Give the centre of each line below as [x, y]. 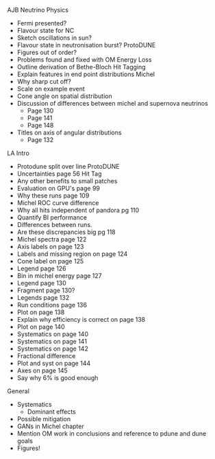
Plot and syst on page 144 [54, 363]
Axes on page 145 [42, 370]
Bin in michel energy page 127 [60, 276]
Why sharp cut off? [44, 81]
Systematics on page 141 [52, 341]
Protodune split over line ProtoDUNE [68, 166]
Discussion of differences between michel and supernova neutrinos [113, 103]
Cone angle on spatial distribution [64, 96]
